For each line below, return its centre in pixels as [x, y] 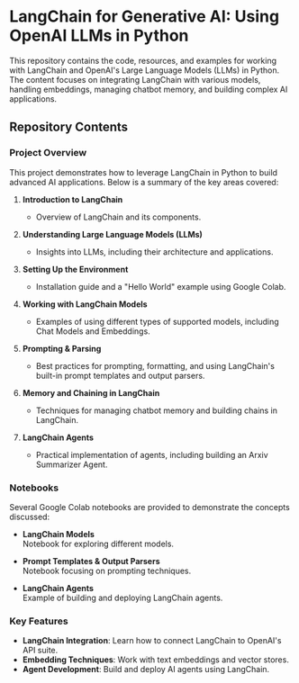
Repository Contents [69, 127]
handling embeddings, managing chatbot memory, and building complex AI [149, 89]
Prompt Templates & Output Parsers [91, 561]
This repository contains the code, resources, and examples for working [143, 60]
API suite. [40, 651]
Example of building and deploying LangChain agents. [122, 598]
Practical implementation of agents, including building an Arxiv [152, 454]
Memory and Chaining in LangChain [91, 392]
